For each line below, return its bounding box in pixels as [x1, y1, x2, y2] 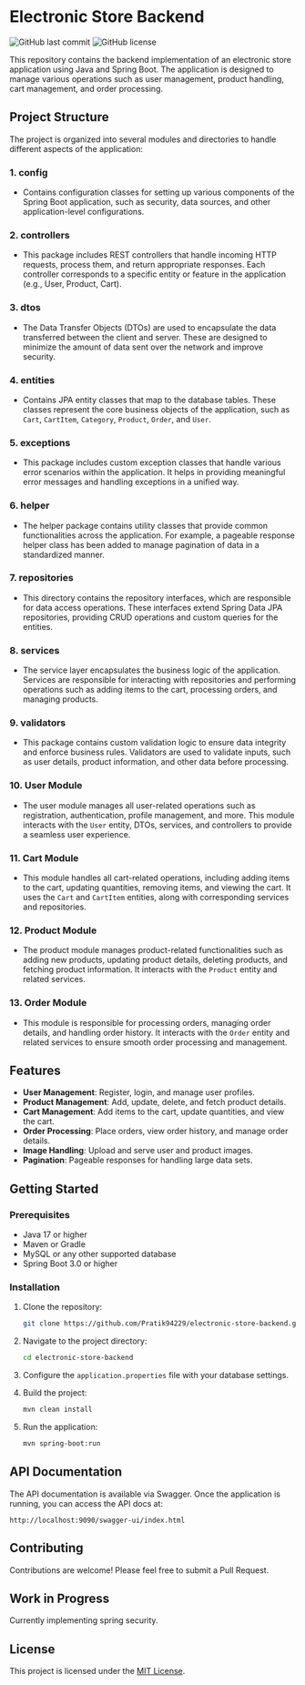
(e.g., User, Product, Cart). [22, 279, 122, 289]
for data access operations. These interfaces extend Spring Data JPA [22, 602, 283, 613]
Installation [9, 1281, 61, 1294]
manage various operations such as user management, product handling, [9, 73, 285, 84]
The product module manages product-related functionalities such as [22, 945, 284, 956]
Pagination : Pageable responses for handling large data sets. [22, 1154, 253, 1166]
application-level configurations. [22, 207, 145, 218]
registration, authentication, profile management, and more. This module [22, 809, 295, 820]
